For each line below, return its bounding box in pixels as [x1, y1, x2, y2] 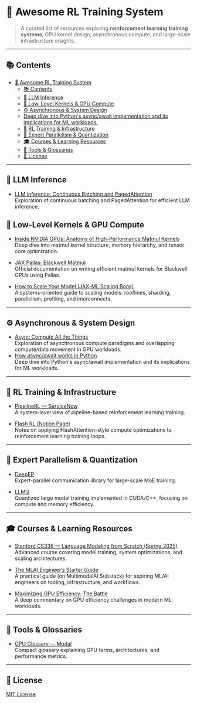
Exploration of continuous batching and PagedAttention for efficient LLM [14, 196, 190, 204]
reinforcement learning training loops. [14, 433, 106, 439]
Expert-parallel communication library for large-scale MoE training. [14, 477, 176, 484]
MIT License [6, 691, 36, 698]
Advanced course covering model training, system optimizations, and [14, 548, 183, 555]
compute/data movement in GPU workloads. [14, 346, 122, 353]
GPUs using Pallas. [14, 272, 60, 279]
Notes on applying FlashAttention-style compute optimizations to [14, 426, 172, 433]
